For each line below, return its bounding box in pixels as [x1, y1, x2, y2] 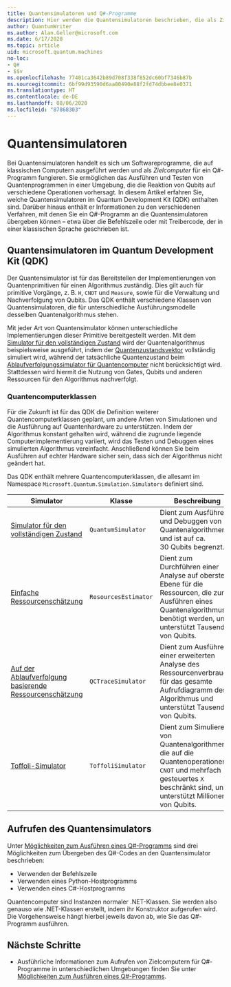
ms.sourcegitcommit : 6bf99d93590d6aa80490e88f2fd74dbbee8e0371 [7, 81, 192, 88]
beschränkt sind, [159, 782, 214, 792]
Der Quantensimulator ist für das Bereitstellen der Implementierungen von [7, 274, 217, 282]
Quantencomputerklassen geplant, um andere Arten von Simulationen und [7, 415, 218, 423]
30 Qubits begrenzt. [159, 542, 225, 551]
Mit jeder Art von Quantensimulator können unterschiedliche [7, 323, 178, 332]
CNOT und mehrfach [159, 765, 221, 775]
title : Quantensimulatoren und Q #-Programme [7, 10, 137, 17]
